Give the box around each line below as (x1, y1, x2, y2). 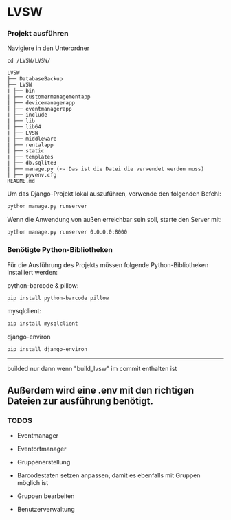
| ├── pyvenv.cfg (7, 172, 57, 179)
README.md (7, 178, 36, 185)
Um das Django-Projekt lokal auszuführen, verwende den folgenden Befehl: (7, 190, 221, 198)
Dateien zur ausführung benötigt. (7, 395, 153, 407)
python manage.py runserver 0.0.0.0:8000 (7, 229, 128, 236)
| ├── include (7, 111, 48, 119)
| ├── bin (7, 87, 36, 95)
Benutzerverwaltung (16, 505, 76, 513)
